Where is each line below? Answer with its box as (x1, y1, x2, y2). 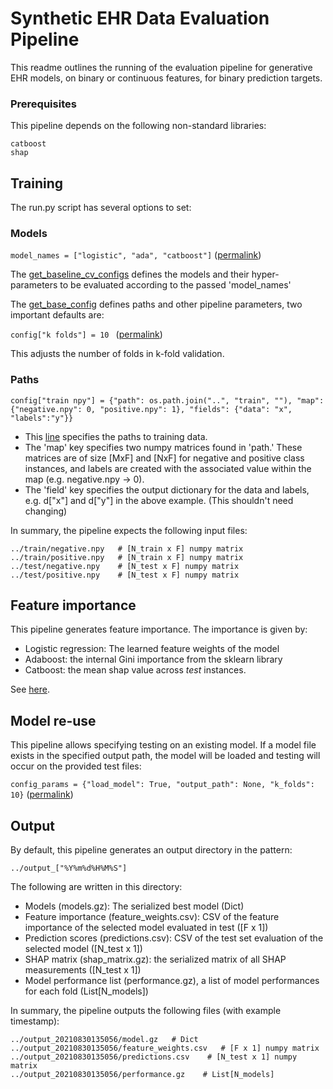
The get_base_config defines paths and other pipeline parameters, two (10, 298, 303, 311)
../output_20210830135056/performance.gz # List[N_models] (10, 1070, 275, 1080)
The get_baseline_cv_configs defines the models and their (10, 268, 250, 281)
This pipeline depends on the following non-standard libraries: (10, 120, 267, 132)
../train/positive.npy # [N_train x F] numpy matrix (10, 552, 244, 562)
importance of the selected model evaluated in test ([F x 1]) (24, 922, 269, 934)
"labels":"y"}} (10, 413, 74, 423)
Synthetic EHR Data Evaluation (10, 7, 270, 30)
